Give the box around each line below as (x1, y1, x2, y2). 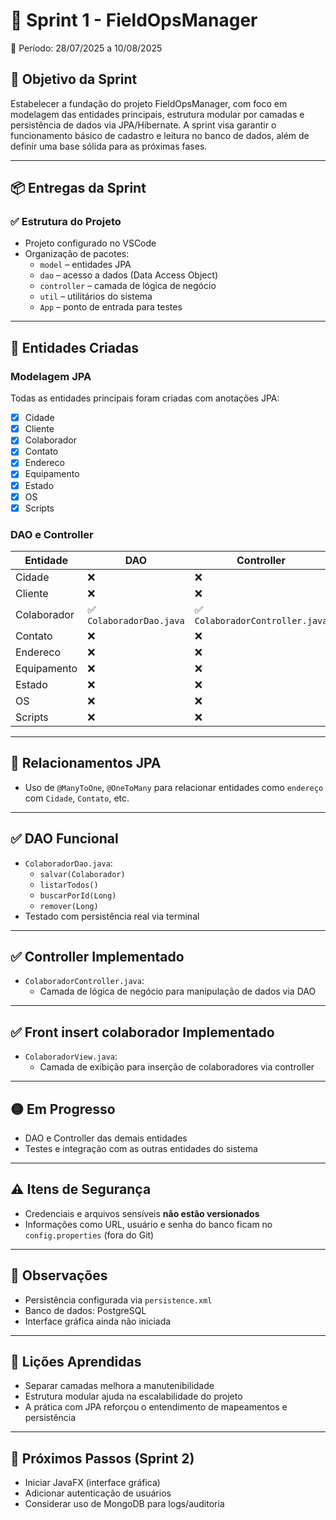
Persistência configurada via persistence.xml (24, 1294, 213, 1306)
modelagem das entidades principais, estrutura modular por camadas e (10, 108, 305, 120)
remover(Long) (39, 901, 99, 911)
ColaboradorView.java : (24, 1050, 118, 1063)
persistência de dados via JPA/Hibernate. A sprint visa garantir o (10, 119, 277, 131)
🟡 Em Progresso (10, 1100, 116, 1118)
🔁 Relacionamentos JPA (10, 755, 162, 772)
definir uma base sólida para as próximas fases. (10, 140, 208, 152)
